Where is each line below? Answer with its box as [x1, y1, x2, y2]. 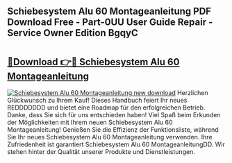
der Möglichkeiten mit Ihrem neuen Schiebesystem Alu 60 [7, 118, 173, 126]
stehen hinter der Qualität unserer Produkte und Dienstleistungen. [7, 148, 196, 155]
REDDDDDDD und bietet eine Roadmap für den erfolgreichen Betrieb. [7, 103, 206, 112]
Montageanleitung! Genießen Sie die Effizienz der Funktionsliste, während [7, 126, 219, 134]
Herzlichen [176, 89, 208, 96]
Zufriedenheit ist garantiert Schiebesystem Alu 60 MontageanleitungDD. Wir [7, 140, 226, 148]
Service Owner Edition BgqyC [7, 27, 138, 39]
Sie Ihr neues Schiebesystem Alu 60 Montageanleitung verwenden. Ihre [7, 133, 213, 141]
